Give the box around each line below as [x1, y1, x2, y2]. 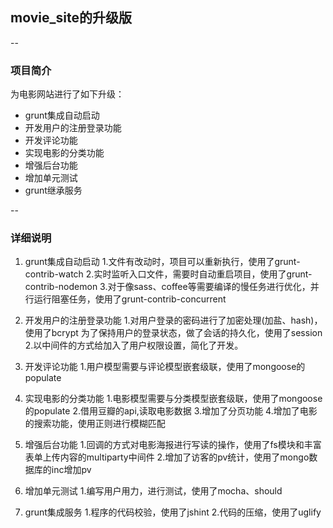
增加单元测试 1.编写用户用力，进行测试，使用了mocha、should [24, 485, 283, 497]
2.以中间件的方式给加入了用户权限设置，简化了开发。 [24, 339, 244, 352]
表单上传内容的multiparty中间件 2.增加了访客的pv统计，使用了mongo [24, 451, 310, 463]
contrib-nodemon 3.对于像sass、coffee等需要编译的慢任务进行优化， [24, 281, 311, 293]
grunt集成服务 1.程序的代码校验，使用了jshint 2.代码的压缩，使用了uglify [24, 506, 322, 518]
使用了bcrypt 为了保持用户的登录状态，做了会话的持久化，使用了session [24, 327, 323, 339]
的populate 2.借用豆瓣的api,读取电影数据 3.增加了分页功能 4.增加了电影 [24, 405, 318, 417]
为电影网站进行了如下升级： [10, 88, 125, 100]
